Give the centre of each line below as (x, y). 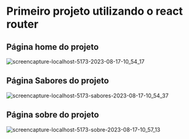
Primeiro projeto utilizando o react (95, 11)
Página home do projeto (53, 47)
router (22, 24)
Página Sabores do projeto (57, 81)
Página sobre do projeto (53, 115)
